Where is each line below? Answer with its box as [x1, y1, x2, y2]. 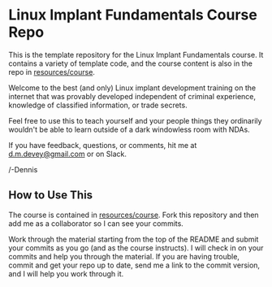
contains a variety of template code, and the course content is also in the [8, 59, 253, 68]
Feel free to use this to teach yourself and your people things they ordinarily [8, 115, 262, 125]
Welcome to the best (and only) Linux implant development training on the [8, 83, 257, 93]
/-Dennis [8, 164, 38, 174]
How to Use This [8, 189, 93, 202]
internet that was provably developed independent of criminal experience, [8, 91, 257, 101]
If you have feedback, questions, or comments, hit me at [8, 140, 197, 150]
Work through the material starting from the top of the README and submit [8, 234, 259, 244]
